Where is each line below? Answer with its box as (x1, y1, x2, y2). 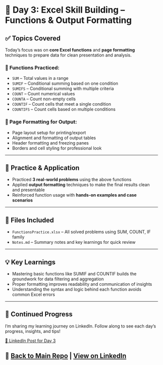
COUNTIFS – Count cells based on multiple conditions (12, 107, 115, 112)
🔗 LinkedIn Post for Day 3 (5, 338, 56, 344)
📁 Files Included (5, 216, 54, 224)
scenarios (12, 197, 33, 203)
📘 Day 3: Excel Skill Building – (5, 4, 125, 16)
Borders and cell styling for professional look (12, 145, 102, 151)
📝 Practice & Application (5, 164, 80, 172)
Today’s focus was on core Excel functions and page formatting (5, 47, 135, 53)
